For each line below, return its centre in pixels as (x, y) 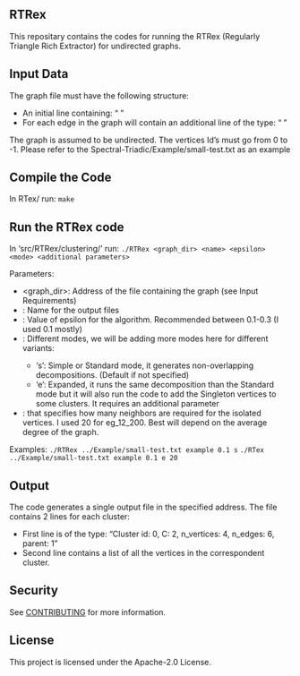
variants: (39, 348)
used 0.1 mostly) (52, 329)
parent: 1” (40, 543)
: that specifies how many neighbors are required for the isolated (141, 413)
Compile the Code (60, 178)
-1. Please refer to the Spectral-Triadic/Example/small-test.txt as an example (150, 149)
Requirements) (49, 301)
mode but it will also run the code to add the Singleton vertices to (156, 394)
